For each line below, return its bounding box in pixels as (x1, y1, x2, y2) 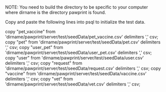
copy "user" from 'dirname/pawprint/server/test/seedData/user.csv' (5, 55, 144, 61)
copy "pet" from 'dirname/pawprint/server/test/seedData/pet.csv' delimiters (5, 39, 161, 45)
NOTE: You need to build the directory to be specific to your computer (5, 4, 148, 10)
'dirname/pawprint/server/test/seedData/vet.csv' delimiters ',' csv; (5, 81, 141, 87)
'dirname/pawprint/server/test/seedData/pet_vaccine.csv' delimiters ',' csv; (5, 34, 159, 40)
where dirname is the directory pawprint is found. (5, 9, 107, 15)
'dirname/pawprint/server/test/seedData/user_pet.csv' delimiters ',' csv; (5, 49, 152, 55)
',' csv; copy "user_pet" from (5, 45, 63, 50)
